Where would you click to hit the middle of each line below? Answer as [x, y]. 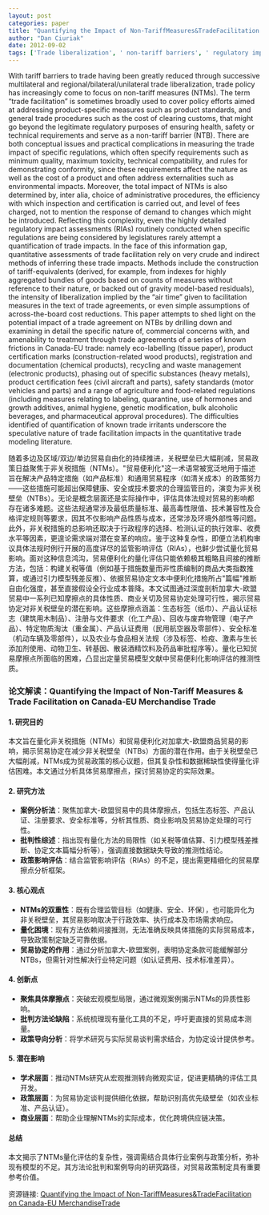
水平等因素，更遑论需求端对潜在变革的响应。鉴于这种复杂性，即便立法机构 [131, 538]
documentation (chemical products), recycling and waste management [125, 365]
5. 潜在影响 [26, 1059]
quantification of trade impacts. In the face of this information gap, [118, 246]
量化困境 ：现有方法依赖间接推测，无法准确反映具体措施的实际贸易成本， [139, 929]
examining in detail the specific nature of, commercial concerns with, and [129, 331]
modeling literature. [40, 442]
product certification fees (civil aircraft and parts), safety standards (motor [131, 382]
